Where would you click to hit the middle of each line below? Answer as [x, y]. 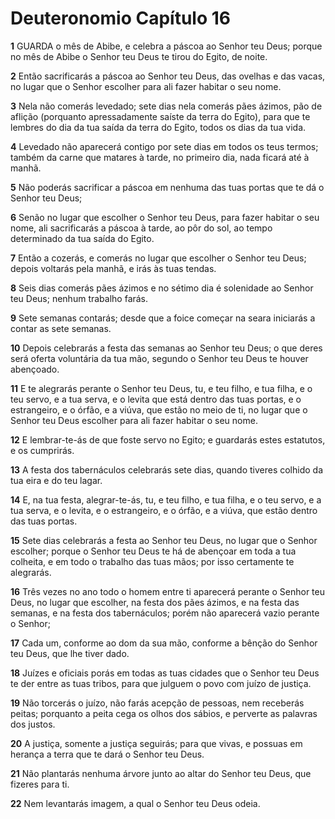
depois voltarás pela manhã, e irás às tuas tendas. [113, 268]
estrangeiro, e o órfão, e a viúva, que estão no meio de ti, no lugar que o [159, 409]
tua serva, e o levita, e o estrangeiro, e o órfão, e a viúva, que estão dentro [164, 510]
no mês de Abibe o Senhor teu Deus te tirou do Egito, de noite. [139, 56]
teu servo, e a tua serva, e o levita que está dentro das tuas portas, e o [156, 399]
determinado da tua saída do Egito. [82, 238]
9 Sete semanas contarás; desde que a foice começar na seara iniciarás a [163, 318]
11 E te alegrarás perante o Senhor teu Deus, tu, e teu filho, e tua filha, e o [161, 388]
